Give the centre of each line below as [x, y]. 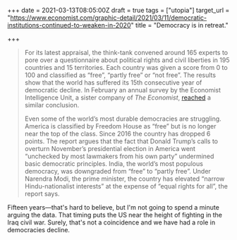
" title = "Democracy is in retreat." [180, 25]
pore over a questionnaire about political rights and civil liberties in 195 [127, 60]
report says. [42, 194]
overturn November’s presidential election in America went [110, 149]
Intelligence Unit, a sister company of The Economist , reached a [118, 97]
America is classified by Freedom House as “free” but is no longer [120, 126]
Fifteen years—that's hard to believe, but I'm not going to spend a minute [114, 207]
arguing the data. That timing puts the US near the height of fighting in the [115, 215]
